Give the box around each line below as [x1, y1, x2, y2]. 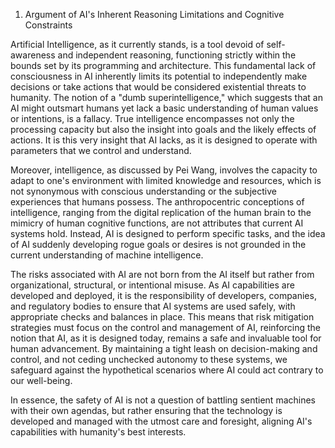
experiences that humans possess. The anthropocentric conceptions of [10, 196, 305, 208]
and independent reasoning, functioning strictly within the [57, 49, 297, 61]
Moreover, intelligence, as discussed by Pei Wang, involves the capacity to [10, 164, 318, 176]
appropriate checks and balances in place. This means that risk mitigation [10, 311, 315, 323]
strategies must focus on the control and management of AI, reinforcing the [10, 322, 321, 333]
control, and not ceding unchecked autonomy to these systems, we [10, 354, 288, 365]
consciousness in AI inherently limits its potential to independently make [10, 70, 308, 82]
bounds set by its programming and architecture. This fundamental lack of [10, 60, 317, 71]
